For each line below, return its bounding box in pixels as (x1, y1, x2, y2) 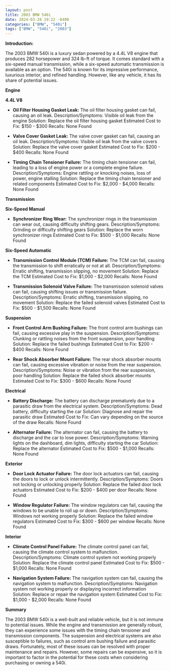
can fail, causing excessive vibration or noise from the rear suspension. (12, 362, 162, 368)
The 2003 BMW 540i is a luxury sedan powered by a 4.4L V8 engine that (5, 50, 158, 57)
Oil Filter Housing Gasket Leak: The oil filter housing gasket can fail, (12, 107, 156, 113)
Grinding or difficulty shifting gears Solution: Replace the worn (12, 227, 144, 233)
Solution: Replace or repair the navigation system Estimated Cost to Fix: (12, 592, 162, 598)
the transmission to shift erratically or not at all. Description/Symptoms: (12, 263, 161, 269)
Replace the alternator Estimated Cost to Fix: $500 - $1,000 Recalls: (12, 445, 155, 451)
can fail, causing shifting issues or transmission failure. (12, 289, 128, 295)
